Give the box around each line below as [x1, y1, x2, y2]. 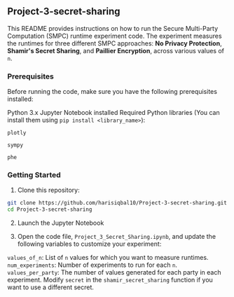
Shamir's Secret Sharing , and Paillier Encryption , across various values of [7, 46, 224, 55]
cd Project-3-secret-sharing [7, 206, 92, 213]
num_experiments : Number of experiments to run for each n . [7, 261, 177, 269]
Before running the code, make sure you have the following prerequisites [7, 88, 217, 96]
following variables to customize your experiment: [17, 240, 162, 248]
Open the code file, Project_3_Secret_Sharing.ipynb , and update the [17, 233, 216, 241]
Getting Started [7, 170, 61, 180]
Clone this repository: [17, 186, 80, 195]
